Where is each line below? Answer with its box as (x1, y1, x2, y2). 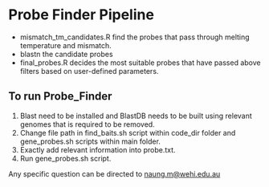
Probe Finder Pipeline (8, 6, 155, 24)
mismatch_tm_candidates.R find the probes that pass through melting (19, 32, 251, 42)
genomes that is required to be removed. (19, 119, 155, 129)
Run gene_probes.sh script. (19, 153, 112, 163)
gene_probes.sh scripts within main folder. (19, 136, 161, 146)
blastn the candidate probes (19, 49, 114, 59)
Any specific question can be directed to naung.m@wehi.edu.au (8, 169, 221, 178)
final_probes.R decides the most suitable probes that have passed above (19, 58, 261, 67)
